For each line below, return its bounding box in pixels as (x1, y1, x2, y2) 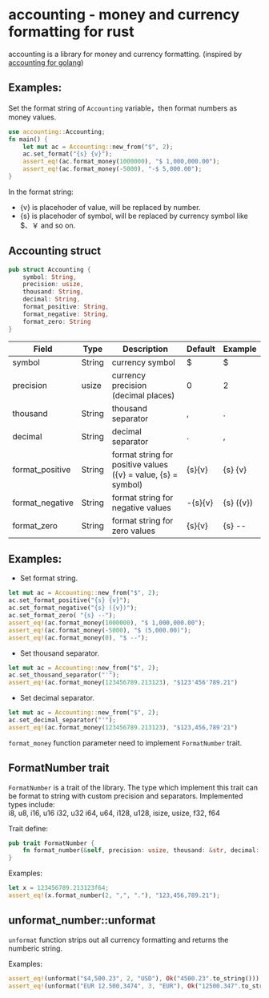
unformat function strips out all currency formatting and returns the (8, 935, 229, 944)
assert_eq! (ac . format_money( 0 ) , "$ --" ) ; (8, 633, 149, 642)
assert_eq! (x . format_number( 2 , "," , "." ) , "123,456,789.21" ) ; (8, 891, 220, 899)
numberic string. (8, 943, 62, 953)
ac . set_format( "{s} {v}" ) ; (22, 150, 113, 158)
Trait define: (8, 823, 49, 833)
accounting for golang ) (8, 58, 84, 67)
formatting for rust (8, 22, 134, 41)
